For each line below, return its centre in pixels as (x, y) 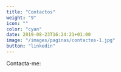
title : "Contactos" (31, 12)
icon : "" (17, 23)
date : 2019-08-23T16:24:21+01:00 (49, 35)
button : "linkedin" (31, 46)
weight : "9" (21, 18)
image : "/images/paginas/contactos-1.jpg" (61, 40)
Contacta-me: (24, 63)
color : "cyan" (24, 29)
